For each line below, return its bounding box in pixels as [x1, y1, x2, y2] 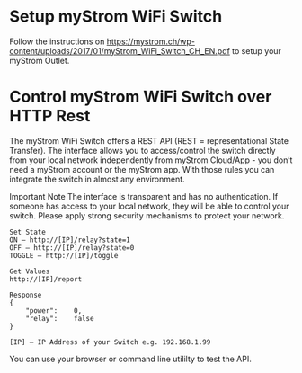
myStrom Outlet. [9, 55, 70, 66]
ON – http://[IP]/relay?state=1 [9, 235, 130, 244]
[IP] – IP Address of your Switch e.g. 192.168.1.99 [9, 337, 211, 347]
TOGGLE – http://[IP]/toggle [9, 251, 119, 260]
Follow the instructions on [9, 36, 105, 47]
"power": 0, [25, 306, 83, 315]
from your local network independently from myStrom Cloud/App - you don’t [9, 155, 293, 165]
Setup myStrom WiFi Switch [9, 6, 223, 27]
